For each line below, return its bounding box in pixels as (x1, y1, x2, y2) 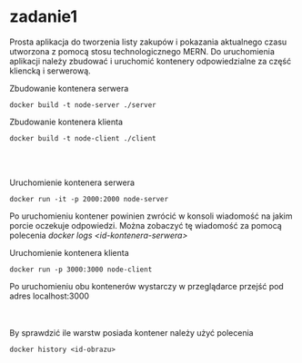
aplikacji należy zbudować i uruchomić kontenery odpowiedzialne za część (9, 55, 292, 66)
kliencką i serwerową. (9, 65, 91, 76)
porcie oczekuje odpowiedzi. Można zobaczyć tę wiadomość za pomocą (9, 220, 282, 231)
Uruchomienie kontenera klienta (9, 247, 129, 258)
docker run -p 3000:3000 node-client (9, 265, 153, 274)
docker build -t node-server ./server (9, 100, 156, 110)
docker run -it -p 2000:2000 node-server (9, 194, 169, 203)
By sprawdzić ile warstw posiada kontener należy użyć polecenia (9, 327, 254, 338)
